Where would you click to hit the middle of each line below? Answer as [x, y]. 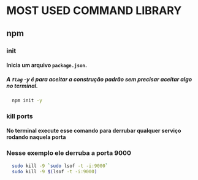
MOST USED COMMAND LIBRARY [94, 11]
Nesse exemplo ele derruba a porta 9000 [69, 153]
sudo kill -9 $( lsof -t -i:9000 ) [55, 171]
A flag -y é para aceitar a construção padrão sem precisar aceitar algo [99, 79]
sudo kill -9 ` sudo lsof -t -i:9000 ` [60, 166]
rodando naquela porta [36, 137]
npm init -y [27, 101]
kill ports [20, 116]
